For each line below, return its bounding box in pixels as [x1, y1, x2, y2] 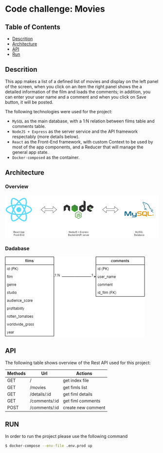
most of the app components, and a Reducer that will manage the [12, 144, 144, 150]
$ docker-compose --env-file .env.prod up [5, 443, 92, 448]
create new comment [63, 405, 106, 411]
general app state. [12, 149, 49, 155]
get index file [63, 377, 89, 384]
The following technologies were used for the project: [5, 108, 113, 114]
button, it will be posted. [5, 99, 54, 105]
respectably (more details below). [12, 133, 80, 140]
